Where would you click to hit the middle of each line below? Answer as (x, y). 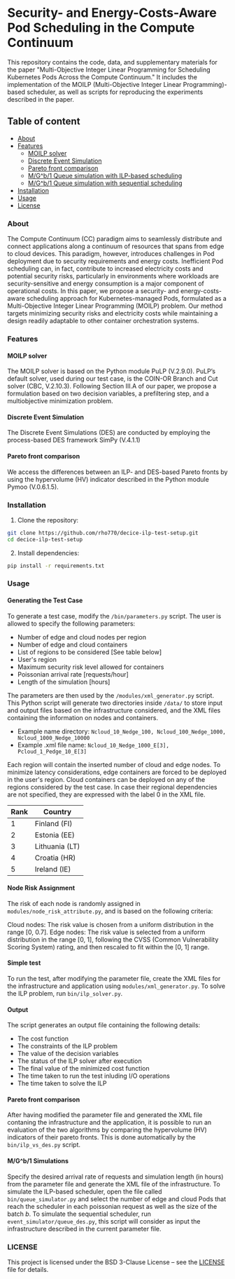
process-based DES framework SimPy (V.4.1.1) (74, 440)
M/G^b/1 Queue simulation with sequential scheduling (105, 183)
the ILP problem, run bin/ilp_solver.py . (65, 994)
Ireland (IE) (53, 869)
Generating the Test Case (45, 600)
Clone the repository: (48, 520)
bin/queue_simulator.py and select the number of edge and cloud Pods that (117, 1199)
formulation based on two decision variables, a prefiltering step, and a (108, 393)
